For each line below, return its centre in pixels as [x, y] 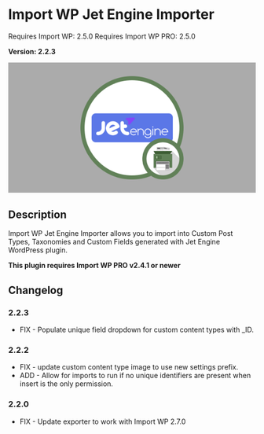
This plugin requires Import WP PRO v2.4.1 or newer [94, 266]
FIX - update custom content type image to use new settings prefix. [129, 367]
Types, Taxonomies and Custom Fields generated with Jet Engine [114, 242]
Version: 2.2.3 [32, 51]
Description [37, 214]
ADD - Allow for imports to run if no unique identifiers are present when [135, 376]
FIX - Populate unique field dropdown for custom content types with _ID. [136, 330]
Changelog [36, 290]
